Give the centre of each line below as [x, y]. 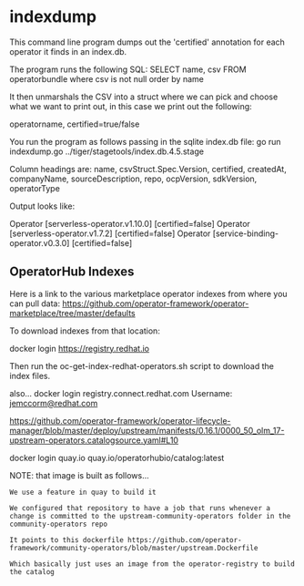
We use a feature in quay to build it [83, 492]
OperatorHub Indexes [72, 272]
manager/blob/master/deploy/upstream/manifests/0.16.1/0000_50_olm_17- [147, 430]
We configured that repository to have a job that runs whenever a [140, 508]
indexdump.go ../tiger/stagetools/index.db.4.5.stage [107, 151]
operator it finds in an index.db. [68, 51]
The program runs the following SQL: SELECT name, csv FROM [128, 69]
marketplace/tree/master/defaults [72, 313]
